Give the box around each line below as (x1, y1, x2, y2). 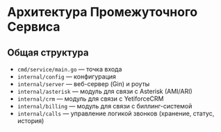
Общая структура (7, 47, 89, 58)
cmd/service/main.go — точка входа (17, 65, 122, 73)
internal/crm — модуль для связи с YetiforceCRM (17, 94, 164, 103)
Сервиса (7, 19, 60, 35)
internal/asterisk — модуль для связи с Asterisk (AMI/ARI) (17, 88, 193, 95)
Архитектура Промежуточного (7, 4, 198, 20)
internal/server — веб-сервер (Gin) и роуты (17, 80, 150, 88)
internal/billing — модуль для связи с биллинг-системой (17, 102, 193, 110)
